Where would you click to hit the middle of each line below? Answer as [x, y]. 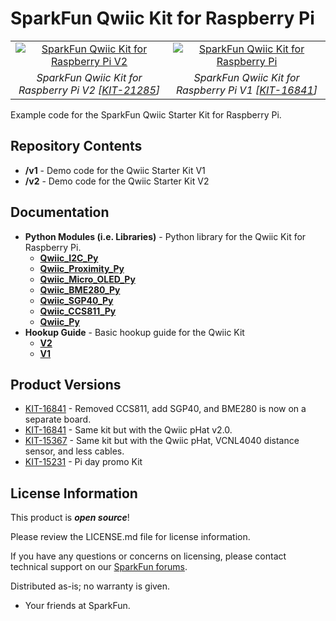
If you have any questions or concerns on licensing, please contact [148, 556]
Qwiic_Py [59, 321]
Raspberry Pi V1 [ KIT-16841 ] [246, 90]
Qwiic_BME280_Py [80, 289]
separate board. [58, 419]
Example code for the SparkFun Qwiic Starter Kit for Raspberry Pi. [146, 114]
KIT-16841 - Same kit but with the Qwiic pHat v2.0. [128, 430]
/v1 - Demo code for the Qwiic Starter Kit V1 [115, 170]
